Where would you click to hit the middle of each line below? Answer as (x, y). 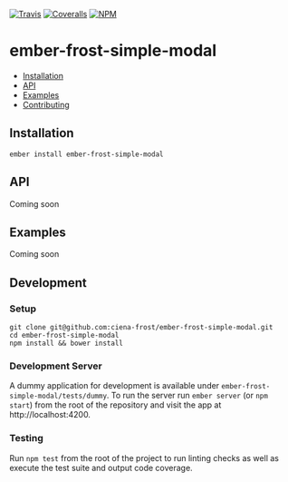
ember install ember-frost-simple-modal (87, 154)
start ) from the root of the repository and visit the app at (115, 405)
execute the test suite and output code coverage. (101, 467)
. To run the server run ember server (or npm (187, 396)
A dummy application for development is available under (115, 386)
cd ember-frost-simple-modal (64, 336)
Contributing (46, 104)
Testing (26, 438)
